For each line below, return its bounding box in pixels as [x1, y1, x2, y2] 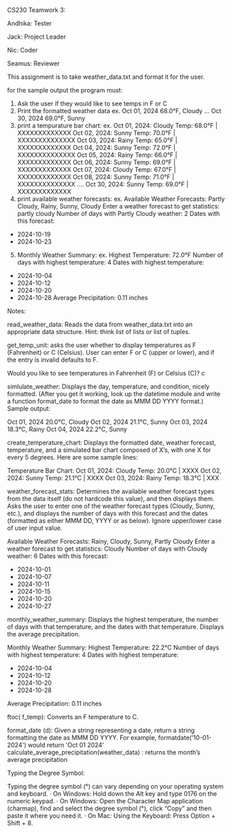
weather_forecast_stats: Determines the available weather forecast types [7, 487, 215, 496]
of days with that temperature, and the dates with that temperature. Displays [7, 623, 224, 631]
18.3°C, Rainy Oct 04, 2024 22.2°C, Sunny [7, 425, 128, 433]
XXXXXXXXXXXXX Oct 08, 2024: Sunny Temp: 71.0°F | [17, 173, 175, 181]
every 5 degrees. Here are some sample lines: [7, 453, 138, 461]
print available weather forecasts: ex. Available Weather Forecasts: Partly [17, 195, 225, 203]
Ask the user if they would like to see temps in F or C [17, 99, 168, 108]
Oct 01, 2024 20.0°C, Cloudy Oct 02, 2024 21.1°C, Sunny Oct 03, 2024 [7, 418, 208, 426]
